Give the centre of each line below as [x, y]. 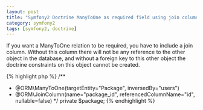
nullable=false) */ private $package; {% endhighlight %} [85, 101]
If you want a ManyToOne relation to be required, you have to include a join [100, 46]
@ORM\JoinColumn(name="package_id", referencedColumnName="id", [105, 94]
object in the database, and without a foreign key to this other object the [96, 58]
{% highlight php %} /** [36, 76]
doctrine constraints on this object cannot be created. [73, 65]
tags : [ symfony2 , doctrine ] [42, 29]
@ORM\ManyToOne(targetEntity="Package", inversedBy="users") [97, 88]
